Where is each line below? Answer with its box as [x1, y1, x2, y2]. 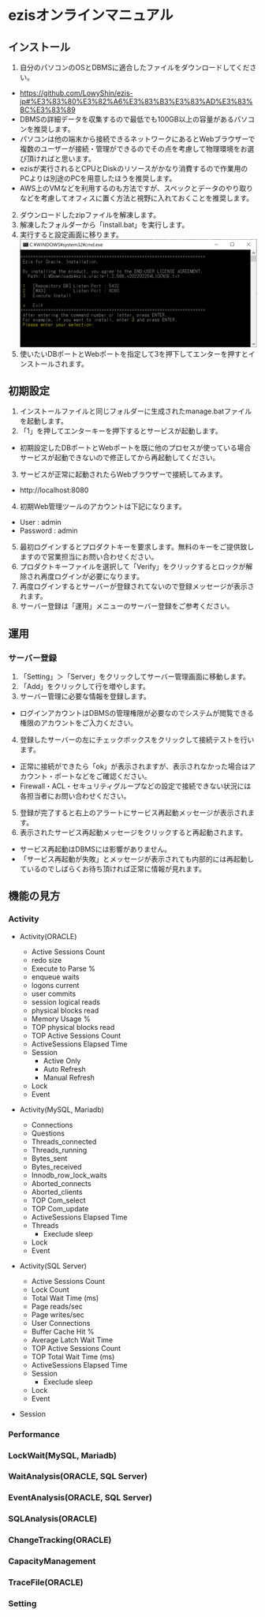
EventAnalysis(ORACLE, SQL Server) [8, 1492, 152, 1503]
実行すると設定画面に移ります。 [19, 230, 124, 239]
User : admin [19, 518, 62, 527]
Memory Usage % [31, 1014, 91, 1024]
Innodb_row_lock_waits [31, 1170, 108, 1180]
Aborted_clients [31, 1187, 83, 1196]
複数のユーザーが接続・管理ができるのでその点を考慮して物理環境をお [19, 144, 248, 153]
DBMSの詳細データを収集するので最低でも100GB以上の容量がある [19, 114, 234, 124]
